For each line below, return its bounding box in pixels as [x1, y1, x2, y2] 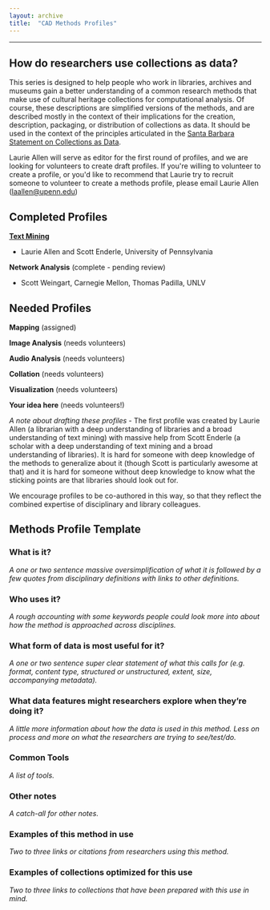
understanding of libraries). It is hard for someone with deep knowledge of [9, 450, 256, 459]
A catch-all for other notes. [9, 809, 99, 819]
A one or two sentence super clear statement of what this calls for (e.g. [9, 658, 245, 668]
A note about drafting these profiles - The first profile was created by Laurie [9, 415, 260, 425]
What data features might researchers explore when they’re [9, 695, 247, 706]
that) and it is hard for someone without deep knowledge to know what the [9, 467, 256, 476]
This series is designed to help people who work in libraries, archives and [9, 78, 252, 87]
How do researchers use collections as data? [9, 56, 239, 70]
